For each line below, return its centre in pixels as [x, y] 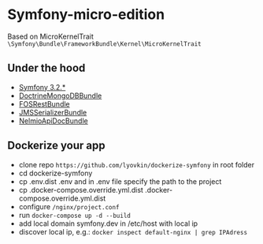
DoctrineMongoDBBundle [60, 96]
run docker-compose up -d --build [75, 215]
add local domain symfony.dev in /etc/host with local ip [108, 223]
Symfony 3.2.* [42, 87]
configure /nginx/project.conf [69, 206]
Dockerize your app [56, 146]
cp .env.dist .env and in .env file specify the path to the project [120, 181]
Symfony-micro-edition [86, 15]
